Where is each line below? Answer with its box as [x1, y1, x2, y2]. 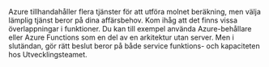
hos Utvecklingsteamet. [8, 50, 88, 59]
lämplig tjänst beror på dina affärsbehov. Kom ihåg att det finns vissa [8, 15, 237, 25]
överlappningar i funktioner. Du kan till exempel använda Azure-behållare [8, 24, 252, 33]
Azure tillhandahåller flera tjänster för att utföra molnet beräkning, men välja [8, 7, 262, 16]
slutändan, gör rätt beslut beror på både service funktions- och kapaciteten [8, 41, 261, 51]
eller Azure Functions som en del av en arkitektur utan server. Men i [8, 32, 235, 42]
